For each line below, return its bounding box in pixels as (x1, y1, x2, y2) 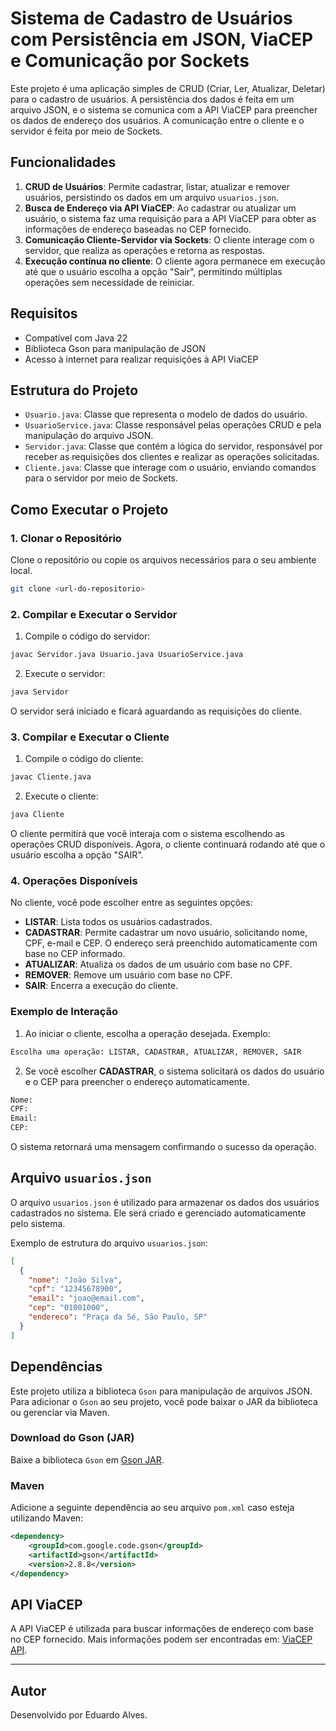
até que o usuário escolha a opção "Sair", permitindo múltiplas (24, 265, 283, 277)
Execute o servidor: (24, 668, 106, 680)
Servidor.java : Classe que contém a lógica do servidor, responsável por (24, 440, 323, 452)
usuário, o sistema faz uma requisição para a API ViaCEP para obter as (24, 212, 317, 224)
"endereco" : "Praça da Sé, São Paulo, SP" (28, 1312, 208, 1322)
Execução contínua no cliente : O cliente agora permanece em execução (24, 255, 326, 267)
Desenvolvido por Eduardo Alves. (10, 1709, 148, 1721)
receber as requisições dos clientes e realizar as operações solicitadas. (24, 451, 320, 463)
